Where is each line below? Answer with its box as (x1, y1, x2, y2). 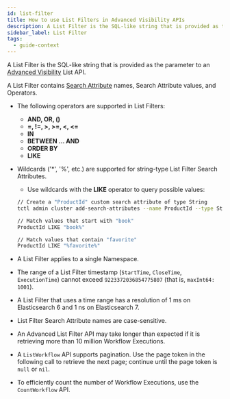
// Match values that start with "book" (16, 217, 134, 224)
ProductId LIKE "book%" (16, 223, 86, 230)
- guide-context (13, 42, 60, 49)
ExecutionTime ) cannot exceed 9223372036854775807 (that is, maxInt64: (16, 276, 215, 284)
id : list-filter (7, 10, 53, 17)
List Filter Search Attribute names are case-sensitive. (16, 317, 167, 325)
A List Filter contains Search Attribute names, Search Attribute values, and (7, 82, 216, 89)
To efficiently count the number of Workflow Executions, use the (16, 378, 199, 387)
